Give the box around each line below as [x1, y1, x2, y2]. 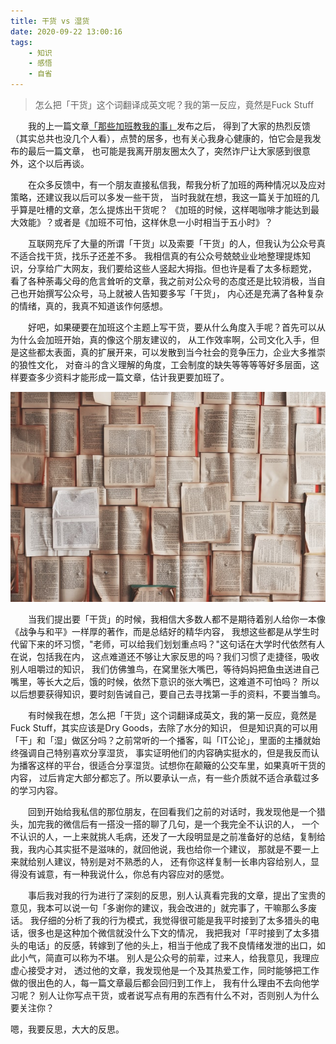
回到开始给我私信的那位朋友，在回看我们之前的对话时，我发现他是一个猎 [28, 806, 326, 818]
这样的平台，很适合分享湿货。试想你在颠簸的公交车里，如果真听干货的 [36, 760, 326, 772]
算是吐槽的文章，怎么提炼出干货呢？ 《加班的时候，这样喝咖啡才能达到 [18, 204, 311, 215]
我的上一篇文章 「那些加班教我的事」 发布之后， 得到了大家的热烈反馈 [28, 120, 311, 132]
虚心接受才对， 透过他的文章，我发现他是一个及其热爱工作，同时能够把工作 [10, 965, 320, 977]
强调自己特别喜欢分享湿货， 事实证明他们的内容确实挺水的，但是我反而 [18, 747, 311, 759]
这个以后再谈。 [27, 158, 90, 169]
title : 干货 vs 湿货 [10, 16, 90, 26]
